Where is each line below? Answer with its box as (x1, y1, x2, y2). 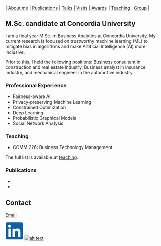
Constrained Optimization (12, 104, 66, 111)
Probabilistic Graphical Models (12, 115, 77, 121)
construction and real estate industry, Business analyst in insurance (5, 64, 146, 70)
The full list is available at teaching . (5, 154, 78, 160)
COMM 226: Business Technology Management (12, 144, 113, 151)
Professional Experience (5, 82, 67, 89)
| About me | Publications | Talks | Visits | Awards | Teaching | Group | (5, 5, 150, 11)
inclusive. (5, 48, 25, 55)
